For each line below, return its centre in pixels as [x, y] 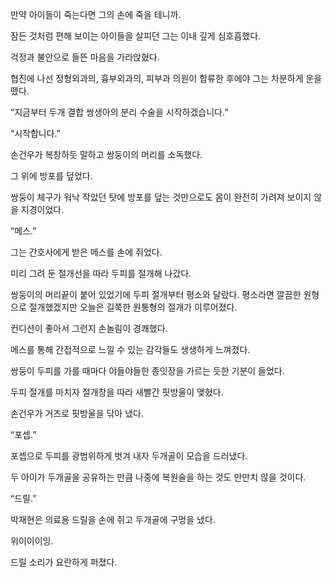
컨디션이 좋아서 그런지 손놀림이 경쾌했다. [89, 328]
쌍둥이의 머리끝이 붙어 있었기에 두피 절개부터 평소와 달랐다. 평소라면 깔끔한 [156, 294]
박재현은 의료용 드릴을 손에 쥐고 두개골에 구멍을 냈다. [113, 519]
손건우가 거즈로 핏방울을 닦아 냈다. [77, 413]
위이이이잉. [32, 541]
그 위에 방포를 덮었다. [51, 176]
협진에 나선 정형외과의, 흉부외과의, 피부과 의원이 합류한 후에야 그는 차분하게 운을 [166, 78]
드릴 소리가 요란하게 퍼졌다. [64, 562]
